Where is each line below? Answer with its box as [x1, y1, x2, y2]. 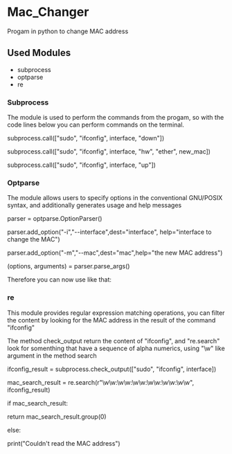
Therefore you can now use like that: [7, 275, 112, 284]
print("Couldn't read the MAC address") [7, 439, 121, 447]
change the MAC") [7, 235, 60, 244]
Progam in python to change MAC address [7, 27, 129, 35]
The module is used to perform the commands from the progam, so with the [7, 113, 224, 122]
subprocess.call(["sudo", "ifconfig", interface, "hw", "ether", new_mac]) [7, 147, 211, 156]
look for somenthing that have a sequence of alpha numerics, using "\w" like [7, 344, 225, 352]
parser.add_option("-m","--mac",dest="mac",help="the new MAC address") [7, 248, 223, 257]
